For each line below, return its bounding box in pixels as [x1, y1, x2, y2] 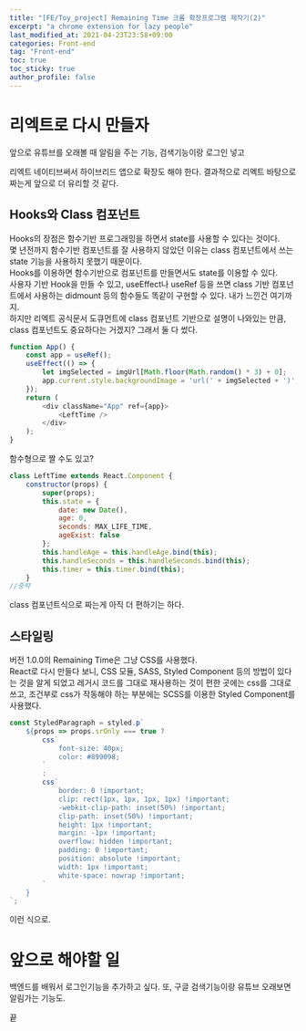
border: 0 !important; [57, 786, 145, 796]
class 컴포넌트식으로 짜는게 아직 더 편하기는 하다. [9, 599, 185, 610]
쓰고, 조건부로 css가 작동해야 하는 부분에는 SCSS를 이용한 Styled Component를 [9, 689, 296, 700]
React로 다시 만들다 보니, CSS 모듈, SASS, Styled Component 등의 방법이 [9, 666, 276, 677]
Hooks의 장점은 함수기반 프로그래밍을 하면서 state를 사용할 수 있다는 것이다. [9, 233, 280, 244]
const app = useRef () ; [25, 350, 112, 360]
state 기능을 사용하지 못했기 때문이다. [9, 255, 143, 266]
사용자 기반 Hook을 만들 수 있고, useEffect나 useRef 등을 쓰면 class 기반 [9, 278, 270, 289]
